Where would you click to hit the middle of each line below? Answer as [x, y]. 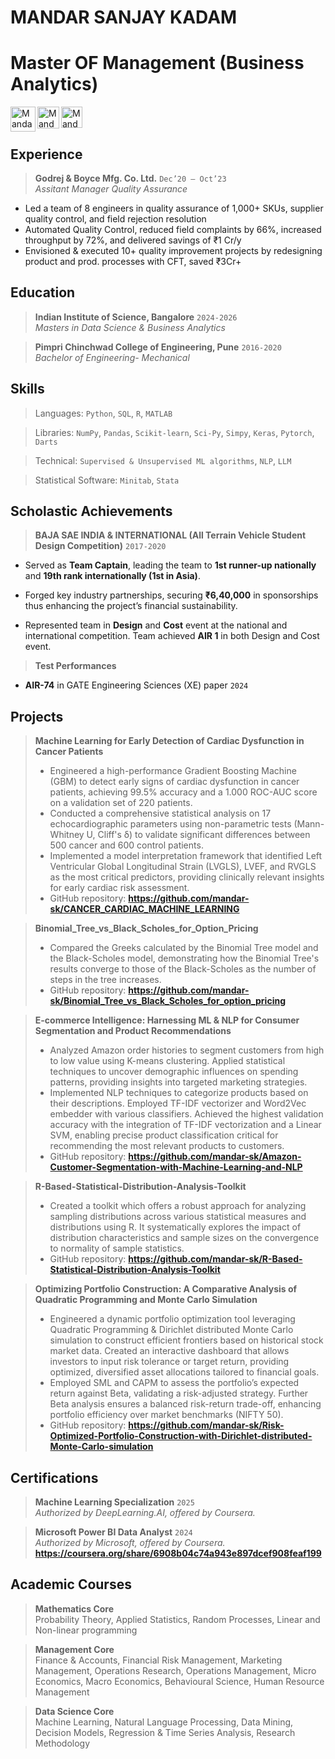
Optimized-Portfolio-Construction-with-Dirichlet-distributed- [181, 1436]
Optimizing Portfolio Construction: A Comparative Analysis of [166, 1289]
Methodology [62, 1743]
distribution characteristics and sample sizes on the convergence [184, 1238]
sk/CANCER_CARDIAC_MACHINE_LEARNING [144, 909]
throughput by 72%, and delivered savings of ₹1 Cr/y [133, 240]
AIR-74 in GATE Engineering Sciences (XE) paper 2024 [136, 685]
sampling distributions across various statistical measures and [178, 1217]
